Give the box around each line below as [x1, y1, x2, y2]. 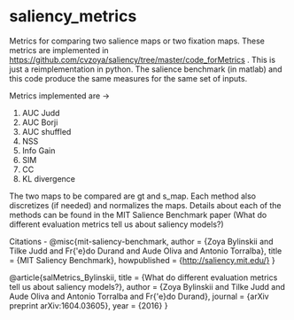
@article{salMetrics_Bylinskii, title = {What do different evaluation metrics [9, 272, 278, 283]
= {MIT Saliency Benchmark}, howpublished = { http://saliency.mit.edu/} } [9, 254, 276, 265]
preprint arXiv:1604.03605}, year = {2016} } [9, 300, 168, 311]
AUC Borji [21, 117, 58, 128]
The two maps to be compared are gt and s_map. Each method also [9, 191, 257, 201]
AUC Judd [21, 107, 60, 118]
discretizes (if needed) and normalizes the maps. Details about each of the [9, 199, 282, 210]
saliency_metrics [9, 6, 137, 27]
